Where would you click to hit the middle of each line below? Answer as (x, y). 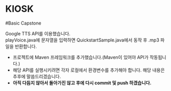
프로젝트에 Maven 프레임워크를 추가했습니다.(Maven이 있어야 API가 (81, 57)
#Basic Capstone (23, 23)
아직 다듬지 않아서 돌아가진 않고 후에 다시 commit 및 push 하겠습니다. (82, 83)
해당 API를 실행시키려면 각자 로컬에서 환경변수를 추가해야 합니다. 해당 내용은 (89, 70)
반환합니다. (26, 46)
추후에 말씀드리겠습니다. (37, 76)
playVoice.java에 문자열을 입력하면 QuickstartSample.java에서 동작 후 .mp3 (82, 40)
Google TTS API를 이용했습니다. (38, 33)
